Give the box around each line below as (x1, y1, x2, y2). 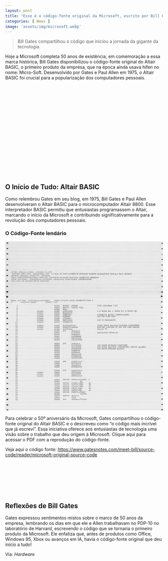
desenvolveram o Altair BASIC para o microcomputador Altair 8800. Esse (5, 201, 156, 207)
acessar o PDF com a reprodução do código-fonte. (5, 437, 110, 443)
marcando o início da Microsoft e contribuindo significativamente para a (5, 212, 153, 218)
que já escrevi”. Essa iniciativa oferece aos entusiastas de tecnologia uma (5, 426, 157, 432)
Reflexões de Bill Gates (5, 501, 78, 510)
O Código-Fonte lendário (5, 230, 66, 237)
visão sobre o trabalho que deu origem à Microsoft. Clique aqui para (5, 431, 146, 437)
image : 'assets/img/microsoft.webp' (5, 24, 81, 29)
